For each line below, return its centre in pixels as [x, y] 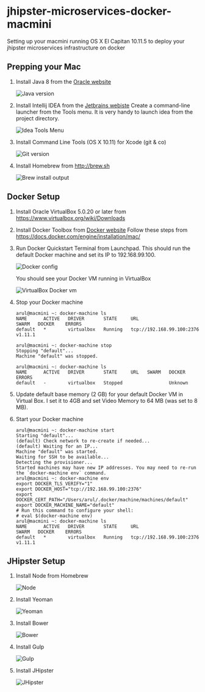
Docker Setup [34, 197]
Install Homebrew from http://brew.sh [63, 166]
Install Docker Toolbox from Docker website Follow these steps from [102, 230]
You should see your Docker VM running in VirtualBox [83, 278]
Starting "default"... [45, 435]
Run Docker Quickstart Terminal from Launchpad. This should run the [103, 248]
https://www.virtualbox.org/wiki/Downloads [70, 218]
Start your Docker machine [50, 419]
